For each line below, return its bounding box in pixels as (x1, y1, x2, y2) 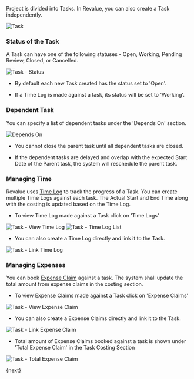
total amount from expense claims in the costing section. (6, 281, 143, 288)
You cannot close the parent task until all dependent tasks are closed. (14, 142, 184, 149)
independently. (6, 11, 42, 18)
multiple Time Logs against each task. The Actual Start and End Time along (6, 194, 188, 201)
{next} (6, 367, 22, 374)
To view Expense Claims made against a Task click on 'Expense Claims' (14, 292, 189, 299)
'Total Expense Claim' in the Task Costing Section (14, 344, 135, 351)
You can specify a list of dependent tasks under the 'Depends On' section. (6, 119, 187, 126)
